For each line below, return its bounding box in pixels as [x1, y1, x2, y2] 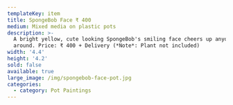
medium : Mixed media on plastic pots [7, 23, 116, 30]
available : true [7, 68, 54, 75]
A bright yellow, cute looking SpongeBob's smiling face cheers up [13, 36, 213, 43]
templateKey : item [7, 10, 60, 17]
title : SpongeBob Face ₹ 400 [7, 17, 92, 23]
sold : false [7, 61, 42, 68]
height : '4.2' [7, 55, 49, 62]
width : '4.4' [7, 49, 45, 56]
